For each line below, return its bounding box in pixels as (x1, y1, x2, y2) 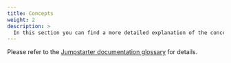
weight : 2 (7, 16, 36, 23)
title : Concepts (7, 10, 54, 17)
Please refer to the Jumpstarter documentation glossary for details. (7, 48, 198, 56)
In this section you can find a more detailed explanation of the (13, 29, 208, 36)
